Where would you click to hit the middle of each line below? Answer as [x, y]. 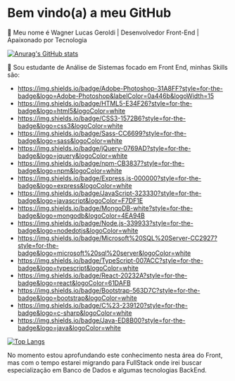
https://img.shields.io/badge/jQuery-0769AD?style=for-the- [104, 148]
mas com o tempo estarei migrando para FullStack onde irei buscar [104, 362]
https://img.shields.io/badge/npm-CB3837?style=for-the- [101, 163]
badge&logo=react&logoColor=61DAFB [74, 282]
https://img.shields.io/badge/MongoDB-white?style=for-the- [105, 208]
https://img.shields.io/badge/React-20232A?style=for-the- [102, 275]
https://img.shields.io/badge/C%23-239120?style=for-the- [102, 305]
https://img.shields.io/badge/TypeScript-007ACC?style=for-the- [110, 260]
